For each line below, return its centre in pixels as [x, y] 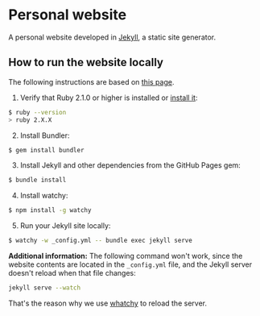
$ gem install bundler [46, 150]
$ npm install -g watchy [50, 210]
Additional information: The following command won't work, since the [126, 256]
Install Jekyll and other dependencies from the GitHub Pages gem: [130, 165]
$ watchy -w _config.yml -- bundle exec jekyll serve [101, 241]
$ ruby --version [37, 112]
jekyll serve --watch [45, 288]
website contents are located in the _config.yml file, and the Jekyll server [130, 264]
